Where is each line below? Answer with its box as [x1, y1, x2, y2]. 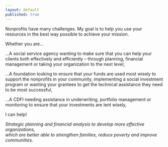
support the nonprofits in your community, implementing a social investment [5, 76, 163, 82]
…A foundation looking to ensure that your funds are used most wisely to [5, 70, 156, 76]
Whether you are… [5, 40, 44, 46]
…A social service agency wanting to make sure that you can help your [5, 50, 152, 56]
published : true [5, 12, 39, 17]
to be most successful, [5, 86, 53, 92]
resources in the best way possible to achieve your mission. [5, 31, 129, 37]
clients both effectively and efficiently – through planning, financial [5, 55, 143, 61]
